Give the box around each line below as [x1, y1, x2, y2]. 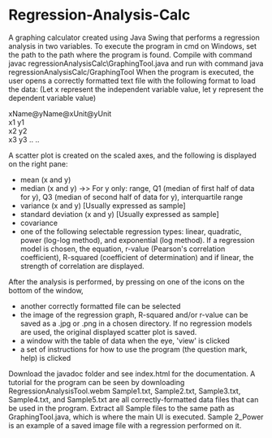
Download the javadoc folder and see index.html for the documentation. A [8, 368, 256, 379]
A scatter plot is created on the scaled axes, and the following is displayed [8, 150, 257, 160]
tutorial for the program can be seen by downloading [8, 377, 185, 387]
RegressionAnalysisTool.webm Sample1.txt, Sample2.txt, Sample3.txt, [8, 386, 241, 396]
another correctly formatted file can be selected [19, 301, 181, 310]
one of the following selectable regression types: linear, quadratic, [19, 226, 242, 236]
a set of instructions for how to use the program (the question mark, [19, 344, 248, 354]
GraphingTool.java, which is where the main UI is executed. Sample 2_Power [8, 412, 264, 422]
